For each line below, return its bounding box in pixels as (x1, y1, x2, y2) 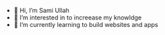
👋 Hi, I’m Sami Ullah (13, 7, 70, 14)
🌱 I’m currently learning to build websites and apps (13, 21, 159, 28)
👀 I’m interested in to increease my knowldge (13, 13, 142, 22)
